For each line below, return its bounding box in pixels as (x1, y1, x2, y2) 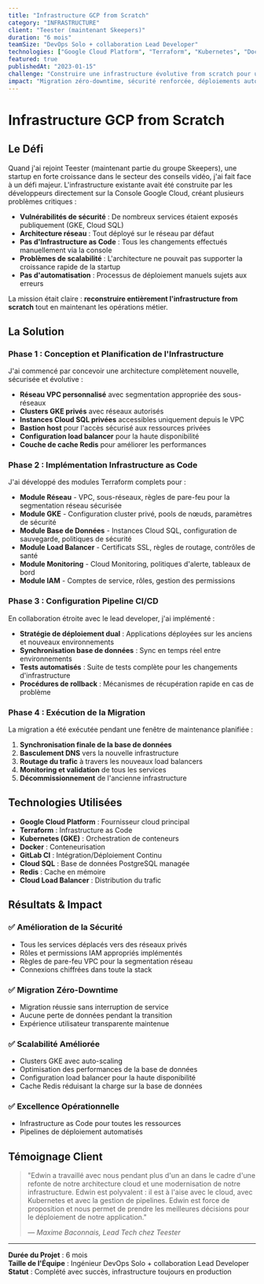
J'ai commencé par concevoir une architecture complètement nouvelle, (8, 366, 240, 376)
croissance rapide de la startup (19, 262, 121, 271)
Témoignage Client (8, 1150, 104, 1163)
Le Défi (8, 142, 44, 156)
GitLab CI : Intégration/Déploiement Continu (19, 850, 163, 860)
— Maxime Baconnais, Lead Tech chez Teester (27, 1227, 181, 1238)
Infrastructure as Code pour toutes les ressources (19, 1119, 181, 1128)
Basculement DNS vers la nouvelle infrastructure (19, 748, 179, 758)
